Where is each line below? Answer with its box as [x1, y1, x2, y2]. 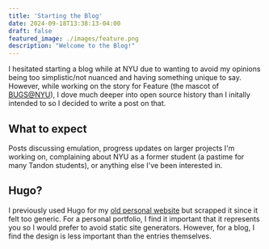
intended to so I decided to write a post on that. [8, 99, 166, 108]
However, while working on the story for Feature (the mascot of [8, 82, 220, 91]
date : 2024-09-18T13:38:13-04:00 [8, 19, 121, 27]
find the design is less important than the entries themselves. [8, 231, 212, 241]
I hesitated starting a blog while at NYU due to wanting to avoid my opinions [8, 64, 261, 74]
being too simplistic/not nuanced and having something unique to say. [8, 73, 242, 82]
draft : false [8, 27, 53, 35]
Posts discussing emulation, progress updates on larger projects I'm [8, 143, 235, 153]
